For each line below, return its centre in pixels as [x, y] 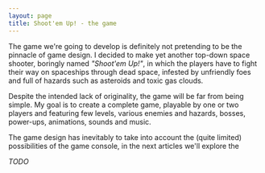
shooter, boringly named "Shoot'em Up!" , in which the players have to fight [133, 63]
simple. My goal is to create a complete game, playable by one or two [124, 105]
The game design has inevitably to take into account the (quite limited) [125, 137]
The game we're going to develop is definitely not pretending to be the [125, 46]
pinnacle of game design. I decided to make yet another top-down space [129, 55]
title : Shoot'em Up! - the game [62, 23]
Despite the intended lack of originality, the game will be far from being [126, 96]
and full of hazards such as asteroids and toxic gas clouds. [106, 80]
